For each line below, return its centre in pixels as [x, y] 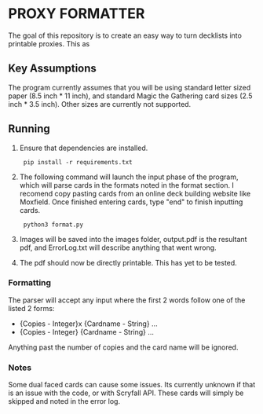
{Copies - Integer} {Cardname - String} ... [87, 332]
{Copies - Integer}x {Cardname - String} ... [89, 324]
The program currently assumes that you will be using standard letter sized [130, 87]
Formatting [30, 283]
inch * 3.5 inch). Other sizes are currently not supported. [100, 104]
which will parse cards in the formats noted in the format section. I [126, 185]
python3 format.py [53, 225]
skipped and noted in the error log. [64, 401]
